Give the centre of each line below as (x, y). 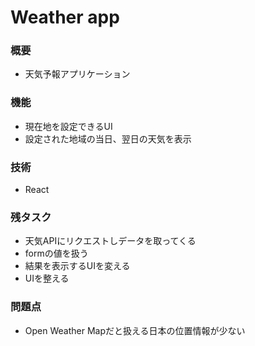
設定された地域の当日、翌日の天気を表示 (108, 138)
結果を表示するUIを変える (77, 266)
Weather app (65, 17)
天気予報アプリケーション (77, 74)
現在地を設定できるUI (68, 126)
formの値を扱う (56, 253)
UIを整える (47, 278)
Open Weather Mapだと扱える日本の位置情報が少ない (135, 330)
